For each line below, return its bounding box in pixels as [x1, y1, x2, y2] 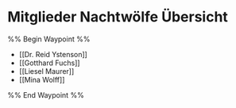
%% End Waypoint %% [7, 90, 84, 99]
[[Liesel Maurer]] [18, 66, 75, 75]
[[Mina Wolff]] [18, 75, 65, 84]
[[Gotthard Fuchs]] [18, 58, 80, 67]
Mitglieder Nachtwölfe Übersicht [7, 8, 228, 26]
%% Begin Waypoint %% [7, 34, 91, 44]
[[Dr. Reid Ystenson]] [18, 49, 88, 59]
